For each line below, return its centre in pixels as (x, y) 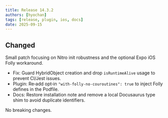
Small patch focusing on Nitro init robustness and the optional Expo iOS (80, 57)
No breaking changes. (29, 110)
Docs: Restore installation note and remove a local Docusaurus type (84, 95)
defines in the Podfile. (36, 89)
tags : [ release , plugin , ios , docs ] (44, 19)
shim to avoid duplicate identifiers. (49, 100)
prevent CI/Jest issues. (37, 78)
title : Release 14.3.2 (29, 10)
